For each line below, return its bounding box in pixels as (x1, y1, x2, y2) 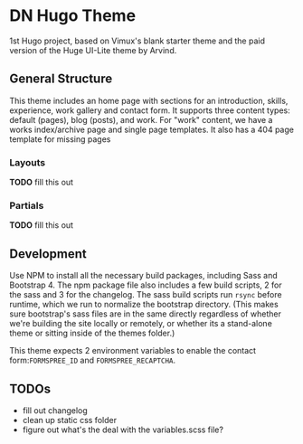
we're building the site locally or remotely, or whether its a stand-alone (9, 318, 273, 329)
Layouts (9, 156, 46, 168)
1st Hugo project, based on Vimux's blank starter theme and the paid (9, 35, 265, 46)
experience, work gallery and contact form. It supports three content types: (9, 105, 291, 116)
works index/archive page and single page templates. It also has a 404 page (9, 124, 294, 135)
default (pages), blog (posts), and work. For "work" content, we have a (9, 114, 273, 125)
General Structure (9, 71, 113, 87)
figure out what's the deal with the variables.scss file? (22, 424, 224, 435)
